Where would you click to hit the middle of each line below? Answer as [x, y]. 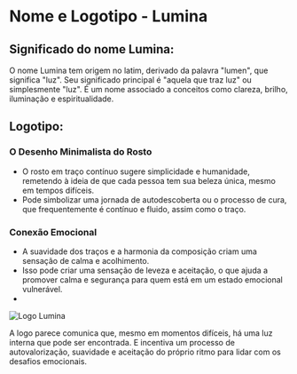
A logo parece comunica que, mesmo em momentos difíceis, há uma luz [141, 333]
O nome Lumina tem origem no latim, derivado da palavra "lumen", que [139, 70]
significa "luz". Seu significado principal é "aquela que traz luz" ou [131, 80]
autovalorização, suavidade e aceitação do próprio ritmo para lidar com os [145, 352]
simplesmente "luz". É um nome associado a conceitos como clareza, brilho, [148, 89]
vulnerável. [42, 289]
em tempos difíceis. [58, 190]
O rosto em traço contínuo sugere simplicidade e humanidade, [136, 171]
